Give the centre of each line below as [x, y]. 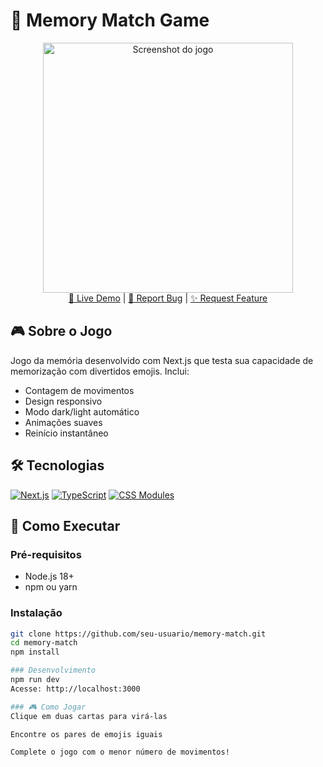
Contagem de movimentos [79, 390]
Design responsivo [63, 401]
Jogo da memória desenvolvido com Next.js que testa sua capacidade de [162, 360]
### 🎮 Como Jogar [48, 707]
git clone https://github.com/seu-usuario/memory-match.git [138, 634]
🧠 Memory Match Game [110, 20]
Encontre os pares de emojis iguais [86, 734]
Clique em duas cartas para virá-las [89, 716]
